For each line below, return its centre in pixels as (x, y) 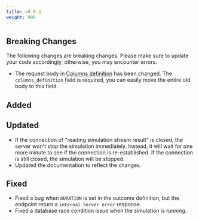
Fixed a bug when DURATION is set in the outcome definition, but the (97, 198)
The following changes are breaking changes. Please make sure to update (97, 56)
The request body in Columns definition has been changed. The (93, 74)
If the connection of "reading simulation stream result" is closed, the (99, 140)
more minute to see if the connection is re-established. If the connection (104, 152)
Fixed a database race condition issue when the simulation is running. (101, 211)
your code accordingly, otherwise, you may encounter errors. (82, 62)
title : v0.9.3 (24, 12)
